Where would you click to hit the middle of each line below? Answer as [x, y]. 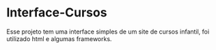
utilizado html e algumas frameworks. [59, 38]
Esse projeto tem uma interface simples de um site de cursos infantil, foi [108, 32]
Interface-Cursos [57, 13]
